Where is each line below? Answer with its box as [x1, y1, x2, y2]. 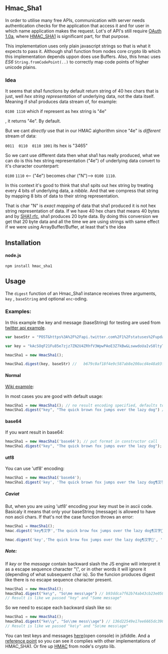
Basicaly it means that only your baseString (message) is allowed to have [5, 508, 156, 514]
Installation [5, 238, 41, 247]
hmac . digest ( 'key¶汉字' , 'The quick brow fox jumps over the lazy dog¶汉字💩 [5, 528, 163, 533]
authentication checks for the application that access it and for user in [5, 22, 149, 28]
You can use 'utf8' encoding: [5, 465, 65, 471]
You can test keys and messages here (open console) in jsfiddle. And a [5, 632, 150, 638]
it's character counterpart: [5, 163, 59, 169]
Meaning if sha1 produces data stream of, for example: [5, 98, 117, 104]
